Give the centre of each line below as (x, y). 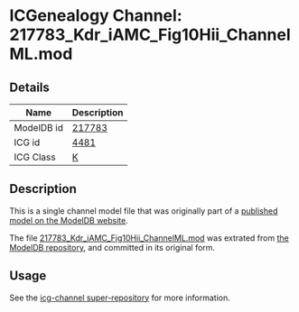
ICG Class (35, 157)
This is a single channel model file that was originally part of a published (144, 211)
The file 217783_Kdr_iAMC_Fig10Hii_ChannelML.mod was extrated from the (149, 238)
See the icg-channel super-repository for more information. (120, 298)
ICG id (27, 142)
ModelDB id (39, 128)
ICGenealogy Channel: (96, 16)
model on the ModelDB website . (69, 220)
